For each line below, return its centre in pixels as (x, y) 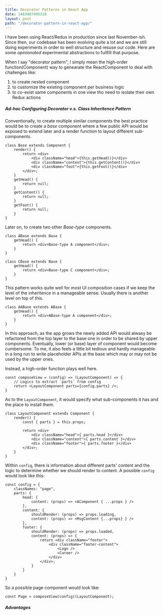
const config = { (23, 485)
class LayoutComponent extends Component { (50, 414)
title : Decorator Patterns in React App (47, 10)
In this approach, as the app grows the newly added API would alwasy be (78, 333)
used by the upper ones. (30, 359)
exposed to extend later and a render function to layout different (69, 131)
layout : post (18, 19)
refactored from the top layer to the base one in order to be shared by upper (81, 338)
